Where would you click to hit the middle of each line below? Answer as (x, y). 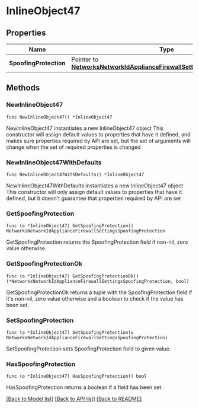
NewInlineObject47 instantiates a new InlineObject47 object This (85, 128)
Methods (23, 88)
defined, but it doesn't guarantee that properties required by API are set (94, 198)
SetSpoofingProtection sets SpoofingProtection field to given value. (89, 349)
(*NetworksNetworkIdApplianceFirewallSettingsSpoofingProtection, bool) (98, 281)
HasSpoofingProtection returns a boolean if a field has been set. (84, 387)
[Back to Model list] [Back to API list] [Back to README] (74, 399)
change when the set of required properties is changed (73, 147)
